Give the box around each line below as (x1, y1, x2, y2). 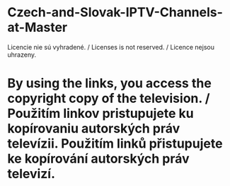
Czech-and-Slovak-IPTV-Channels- (7, 4, 223, 21)
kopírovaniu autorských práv (7, 121, 180, 137)
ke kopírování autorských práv (7, 151, 190, 167)
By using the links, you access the (7, 75, 212, 92)
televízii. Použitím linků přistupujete (7, 136, 223, 152)
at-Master (7, 19, 68, 35)
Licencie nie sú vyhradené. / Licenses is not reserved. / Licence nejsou (7, 43, 214, 51)
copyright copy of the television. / (7, 90, 210, 106)
